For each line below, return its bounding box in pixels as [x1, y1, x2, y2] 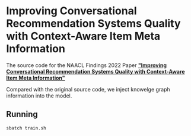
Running [6, 109, 39, 119]
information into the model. [6, 92, 72, 99]
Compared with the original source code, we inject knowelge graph [6, 86, 170, 93]
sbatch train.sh [6, 125, 46, 131]
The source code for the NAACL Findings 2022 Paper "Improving [6, 61, 167, 69]
